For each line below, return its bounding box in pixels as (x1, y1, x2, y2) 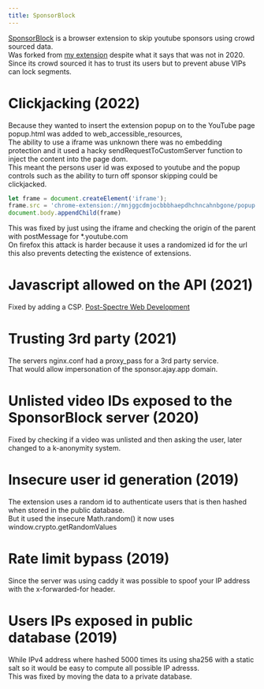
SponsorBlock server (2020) (8, 409, 199, 427)
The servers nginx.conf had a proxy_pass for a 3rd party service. (8, 356, 219, 365)
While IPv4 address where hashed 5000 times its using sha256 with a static (8, 654, 255, 664)
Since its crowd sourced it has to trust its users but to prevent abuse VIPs (8, 58, 247, 68)
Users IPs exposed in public (8, 612, 193, 630)
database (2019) (8, 629, 118, 647)
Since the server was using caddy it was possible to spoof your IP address (8, 575, 251, 585)
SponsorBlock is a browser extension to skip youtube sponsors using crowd (8, 33, 255, 43)
